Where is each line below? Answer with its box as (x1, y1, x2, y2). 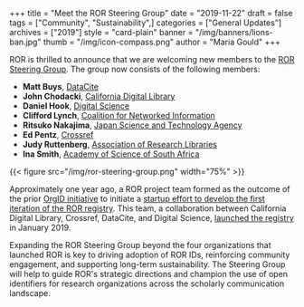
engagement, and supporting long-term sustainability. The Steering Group (9, 259, 286, 270)
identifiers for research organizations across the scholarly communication (9, 278, 285, 289)
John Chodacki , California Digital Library (22, 91, 176, 101)
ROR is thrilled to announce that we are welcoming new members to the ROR (9, 54, 295, 64)
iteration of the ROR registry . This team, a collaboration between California (9, 203, 287, 214)
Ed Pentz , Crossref (22, 130, 94, 139)
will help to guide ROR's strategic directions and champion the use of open (9, 269, 288, 279)
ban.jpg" (9, 36, 42, 47)
